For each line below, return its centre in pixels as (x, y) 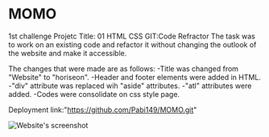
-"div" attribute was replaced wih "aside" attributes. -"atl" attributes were (130, 86)
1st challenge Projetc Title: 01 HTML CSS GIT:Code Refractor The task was (132, 36)
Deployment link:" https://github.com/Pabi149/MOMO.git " (103, 110)
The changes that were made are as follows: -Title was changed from (124, 68)
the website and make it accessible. (68, 53)
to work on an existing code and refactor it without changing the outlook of (132, 44)
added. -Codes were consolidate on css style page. (94, 94)
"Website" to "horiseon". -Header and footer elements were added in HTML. (135, 77)
